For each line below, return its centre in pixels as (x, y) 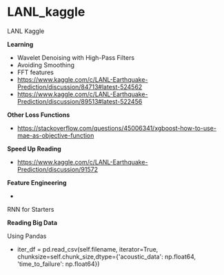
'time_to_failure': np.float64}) (58, 264)
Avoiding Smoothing (45, 65)
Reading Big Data (32, 222)
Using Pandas (27, 236)
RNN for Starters (31, 209)
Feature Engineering (37, 182)
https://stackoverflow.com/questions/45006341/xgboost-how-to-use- (117, 128)
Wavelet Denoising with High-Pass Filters (76, 57)
